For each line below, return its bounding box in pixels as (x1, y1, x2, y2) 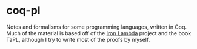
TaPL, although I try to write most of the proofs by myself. (6, 36, 150, 43)
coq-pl (6, 4, 41, 17)
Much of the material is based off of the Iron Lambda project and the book (6, 29, 192, 36)
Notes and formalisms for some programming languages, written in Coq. (6, 23, 187, 30)
